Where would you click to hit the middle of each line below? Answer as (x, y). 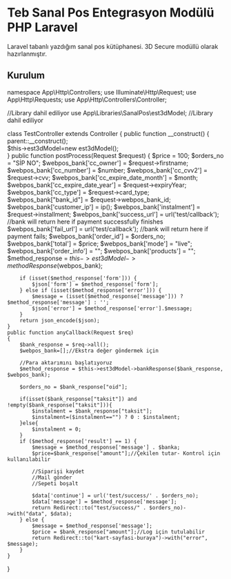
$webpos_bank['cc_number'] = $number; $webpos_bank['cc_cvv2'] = (108, 170)
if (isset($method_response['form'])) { (78, 278)
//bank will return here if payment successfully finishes (85, 222)
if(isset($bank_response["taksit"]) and (78, 399)
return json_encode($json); (60, 320)
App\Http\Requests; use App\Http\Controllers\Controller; (87, 99)
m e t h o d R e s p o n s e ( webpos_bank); (55, 265)
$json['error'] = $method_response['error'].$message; (112, 308)
